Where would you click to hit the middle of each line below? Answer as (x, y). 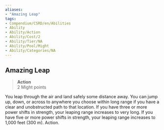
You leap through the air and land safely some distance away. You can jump (82, 97)
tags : (11, 19)
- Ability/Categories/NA (30, 50)
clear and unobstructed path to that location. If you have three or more (76, 107)
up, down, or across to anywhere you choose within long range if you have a (82, 102)
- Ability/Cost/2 (23, 37)
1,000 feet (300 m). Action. (32, 123)
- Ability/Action (23, 32)
